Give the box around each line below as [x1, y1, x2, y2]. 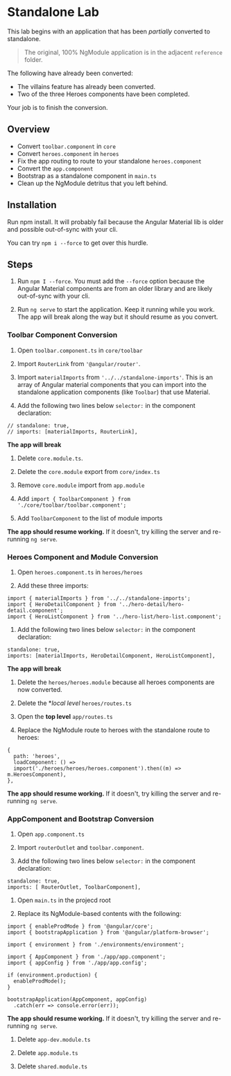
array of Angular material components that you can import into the [17, 380, 207, 388]
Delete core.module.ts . [17, 454, 83, 462]
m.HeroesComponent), [7, 770, 67, 778]
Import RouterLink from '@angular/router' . [17, 359, 141, 367]
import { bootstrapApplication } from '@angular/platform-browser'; [7, 929, 209, 936]
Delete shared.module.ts [17, 1062, 88, 1070]
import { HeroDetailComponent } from [7, 601, 117, 608]
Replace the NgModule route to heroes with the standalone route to [17, 725, 210, 734]
